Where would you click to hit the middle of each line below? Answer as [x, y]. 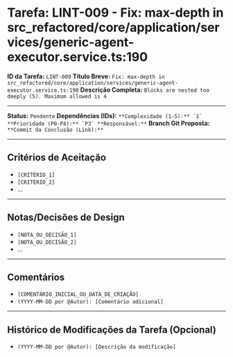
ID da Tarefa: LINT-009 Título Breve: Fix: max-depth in [86, 76]
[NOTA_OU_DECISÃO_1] [47, 235]
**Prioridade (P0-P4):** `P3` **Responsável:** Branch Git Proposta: [109, 123]
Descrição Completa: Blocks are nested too [145, 90]
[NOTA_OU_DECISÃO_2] [47, 242]
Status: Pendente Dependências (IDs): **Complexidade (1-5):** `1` [105, 115]
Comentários [36, 277]
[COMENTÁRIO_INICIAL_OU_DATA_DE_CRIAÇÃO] [78, 294]
